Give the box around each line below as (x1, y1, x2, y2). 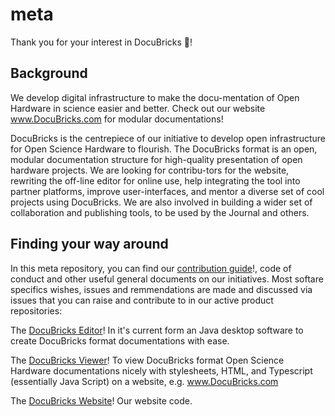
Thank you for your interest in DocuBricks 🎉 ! (10, 36, 193, 48)
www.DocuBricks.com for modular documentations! (10, 113, 224, 125)
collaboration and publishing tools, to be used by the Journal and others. (10, 206, 310, 218)
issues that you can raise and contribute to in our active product (10, 294, 274, 306)
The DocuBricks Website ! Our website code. (10, 394, 193, 407)
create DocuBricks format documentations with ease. (10, 334, 230, 347)
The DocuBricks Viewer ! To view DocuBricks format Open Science (10, 354, 285, 366)
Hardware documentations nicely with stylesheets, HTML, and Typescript (10, 364, 313, 377)
